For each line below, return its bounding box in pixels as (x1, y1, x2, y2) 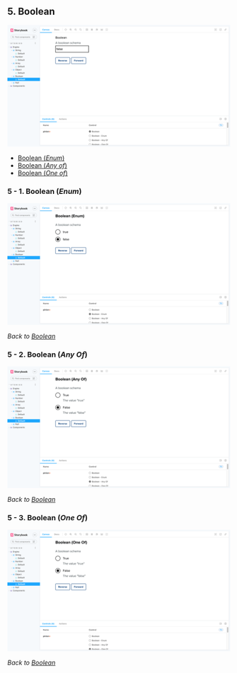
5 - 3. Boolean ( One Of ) (7, 513, 88, 523)
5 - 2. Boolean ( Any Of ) (7, 350, 88, 359)
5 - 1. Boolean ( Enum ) (7, 187, 82, 197)
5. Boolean (7, 6, 55, 18)
